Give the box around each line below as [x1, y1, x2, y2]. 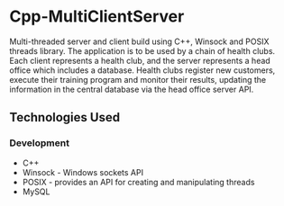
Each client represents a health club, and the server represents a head [9, 55, 270, 66]
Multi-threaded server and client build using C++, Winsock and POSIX [9, 36, 270, 47]
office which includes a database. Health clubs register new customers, [9, 65, 276, 76]
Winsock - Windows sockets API [22, 166, 144, 177]
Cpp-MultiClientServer [9, 6, 185, 27]
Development [9, 137, 70, 149]
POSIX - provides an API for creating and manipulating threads [22, 176, 255, 187]
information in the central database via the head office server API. [9, 84, 254, 94]
